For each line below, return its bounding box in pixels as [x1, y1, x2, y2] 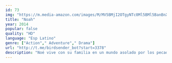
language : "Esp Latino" [5, 36, 56, 41]
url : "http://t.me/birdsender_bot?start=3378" [5, 45, 106, 50]
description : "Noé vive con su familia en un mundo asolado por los [5, 50, 155, 55]
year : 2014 [5, 21, 29, 27]
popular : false [5, 26, 38, 31]
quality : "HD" [5, 31, 36, 36]
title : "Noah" [5, 17, 36, 22]
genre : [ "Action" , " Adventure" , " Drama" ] [5, 41, 95, 46]
